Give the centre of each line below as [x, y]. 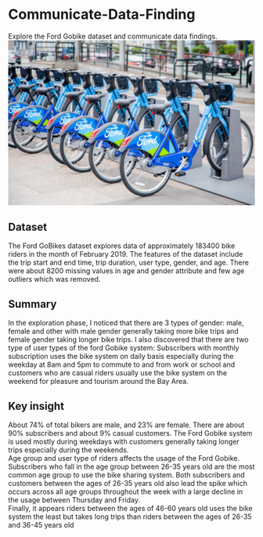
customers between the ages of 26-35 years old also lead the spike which [128, 484]
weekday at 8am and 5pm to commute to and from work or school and [122, 365]
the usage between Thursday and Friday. [74, 500]
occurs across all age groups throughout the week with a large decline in [126, 491]
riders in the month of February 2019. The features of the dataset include [126, 254]
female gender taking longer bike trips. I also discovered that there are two [128, 340]
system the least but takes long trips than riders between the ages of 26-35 [130, 517]
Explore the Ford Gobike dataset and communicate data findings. [113, 36]
